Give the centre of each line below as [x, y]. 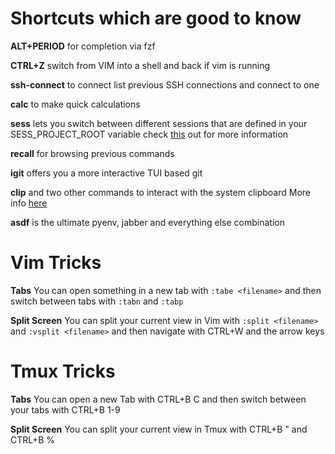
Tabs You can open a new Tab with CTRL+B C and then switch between [158, 399]
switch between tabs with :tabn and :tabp [97, 301]
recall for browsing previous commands [92, 153]
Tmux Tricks [63, 371]
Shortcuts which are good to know [156, 18]
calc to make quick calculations [75, 104]
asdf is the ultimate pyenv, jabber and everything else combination [147, 222]
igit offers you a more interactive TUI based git [106, 173]
